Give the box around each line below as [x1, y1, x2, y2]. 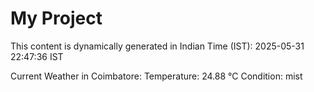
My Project [10, 7, 103, 30]
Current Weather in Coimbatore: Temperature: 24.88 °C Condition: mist [10, 70, 303, 82]
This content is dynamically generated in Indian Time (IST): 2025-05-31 [10, 40, 305, 52]
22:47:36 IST [10, 50, 64, 62]
